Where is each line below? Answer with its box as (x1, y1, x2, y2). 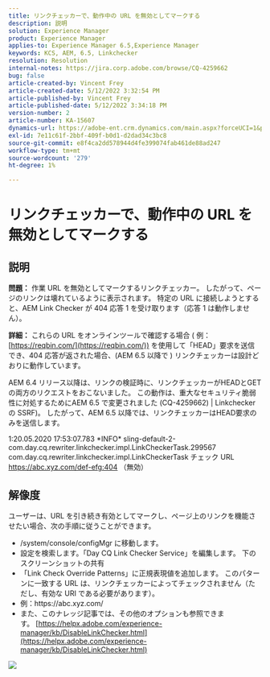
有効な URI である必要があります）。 (41, 588, 159, 598)
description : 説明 (8, 19, 67, 27)
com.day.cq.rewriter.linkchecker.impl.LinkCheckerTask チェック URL (8, 452, 235, 462)
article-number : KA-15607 (8, 117, 95, 125)
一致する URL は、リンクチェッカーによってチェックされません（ (34, 578, 249, 588)
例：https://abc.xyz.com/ (19, 598, 104, 608)
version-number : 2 (8, 109, 70, 118)
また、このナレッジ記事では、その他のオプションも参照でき (19, 609, 218, 618)
